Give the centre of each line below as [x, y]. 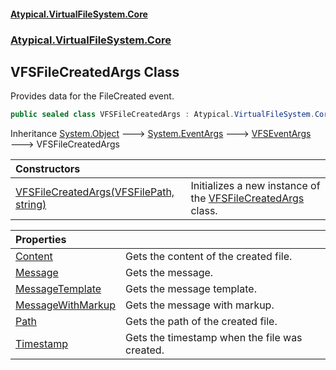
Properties [41, 240]
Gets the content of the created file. [209, 257]
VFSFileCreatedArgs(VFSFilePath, [95, 192]
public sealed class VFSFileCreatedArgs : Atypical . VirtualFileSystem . [162, 115]
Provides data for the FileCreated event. [92, 96]
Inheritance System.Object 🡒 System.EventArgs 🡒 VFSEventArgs [161, 134]
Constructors [48, 169]
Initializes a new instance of [255, 186]
